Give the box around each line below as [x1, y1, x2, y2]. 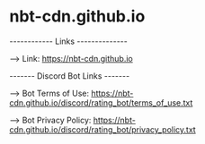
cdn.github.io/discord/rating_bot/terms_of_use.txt [9, 97, 193, 108]
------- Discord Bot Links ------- [9, 70, 130, 81]
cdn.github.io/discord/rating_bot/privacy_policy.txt [9, 123, 196, 135]
